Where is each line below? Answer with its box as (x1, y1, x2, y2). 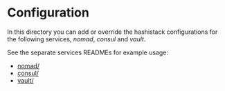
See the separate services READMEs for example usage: (7, 48, 168, 57)
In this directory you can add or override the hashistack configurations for (7, 28, 218, 36)
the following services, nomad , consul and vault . (7, 34, 146, 43)
